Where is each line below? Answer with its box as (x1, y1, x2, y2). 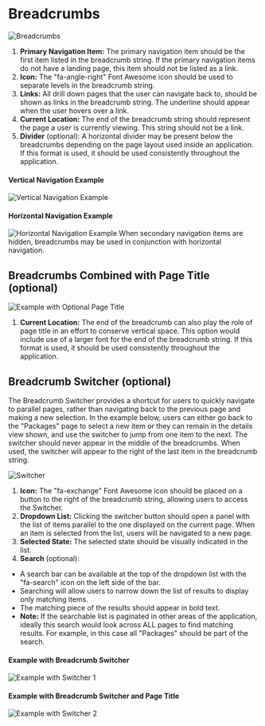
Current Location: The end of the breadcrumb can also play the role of (19, 318, 253, 328)
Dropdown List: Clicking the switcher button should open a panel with (19, 511, 251, 520)
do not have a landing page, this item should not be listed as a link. (19, 63, 239, 73)
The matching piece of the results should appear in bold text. (19, 602, 220, 612)
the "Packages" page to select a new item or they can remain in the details (8, 421, 253, 430)
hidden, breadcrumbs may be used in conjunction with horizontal (8, 237, 221, 247)
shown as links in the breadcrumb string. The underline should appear (19, 97, 251, 107)
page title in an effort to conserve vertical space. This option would (19, 326, 240, 336)
